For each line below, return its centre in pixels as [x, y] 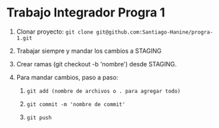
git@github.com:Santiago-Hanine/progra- [155, 32]
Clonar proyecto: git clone [55, 31]
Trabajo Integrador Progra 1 [86, 13]
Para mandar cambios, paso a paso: [67, 77]
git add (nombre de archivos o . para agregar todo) [104, 91]
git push [39, 118]
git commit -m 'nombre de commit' [76, 104]
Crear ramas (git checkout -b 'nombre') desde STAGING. [96, 64]
